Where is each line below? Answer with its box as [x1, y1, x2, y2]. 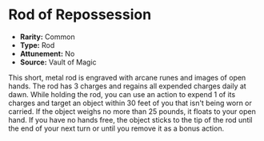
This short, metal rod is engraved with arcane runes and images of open [8, 72, 246, 82]
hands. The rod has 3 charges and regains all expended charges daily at [8, 81, 246, 91]
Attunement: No [19, 49, 75, 58]
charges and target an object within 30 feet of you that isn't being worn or [8, 98, 252, 108]
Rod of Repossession [8, 6, 152, 24]
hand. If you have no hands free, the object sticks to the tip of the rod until [8, 115, 253, 124]
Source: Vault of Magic [19, 57, 98, 67]
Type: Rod [19, 40, 55, 49]
